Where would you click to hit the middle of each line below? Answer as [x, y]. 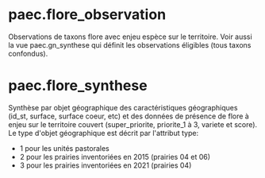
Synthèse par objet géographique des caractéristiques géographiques [123, 107]
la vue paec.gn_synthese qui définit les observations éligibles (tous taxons [130, 44]
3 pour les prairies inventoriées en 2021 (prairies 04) [106, 165]
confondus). [28, 53]
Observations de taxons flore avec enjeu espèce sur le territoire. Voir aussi [130, 37]
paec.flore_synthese [78, 86]
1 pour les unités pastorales [64, 148]
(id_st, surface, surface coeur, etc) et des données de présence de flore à [129, 116]
